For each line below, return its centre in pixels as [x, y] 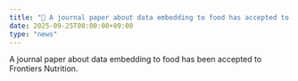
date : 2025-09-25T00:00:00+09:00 [71, 26]
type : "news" [33, 34]
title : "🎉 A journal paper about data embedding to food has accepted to [149, 17]
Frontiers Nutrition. [44, 69]
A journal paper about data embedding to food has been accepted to [136, 60]
